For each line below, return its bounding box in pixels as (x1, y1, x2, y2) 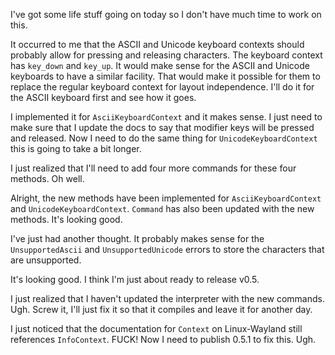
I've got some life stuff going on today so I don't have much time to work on (10, 9, 322, 20)
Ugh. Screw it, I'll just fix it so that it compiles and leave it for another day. (10, 304, 313, 315)
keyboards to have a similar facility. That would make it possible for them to (10, 70, 321, 82)
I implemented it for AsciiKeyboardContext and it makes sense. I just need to (10, 111, 323, 123)
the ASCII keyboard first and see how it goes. (10, 92, 197, 103)
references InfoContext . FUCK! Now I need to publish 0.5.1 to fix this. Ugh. (10, 334, 317, 345)
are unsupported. (10, 254, 82, 266)
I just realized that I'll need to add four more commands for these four (10, 162, 297, 174)
